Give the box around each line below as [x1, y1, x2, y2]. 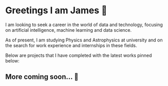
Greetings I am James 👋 [5, 5, 107, 16]
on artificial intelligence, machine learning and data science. [5, 27, 132, 33]
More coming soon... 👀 [5, 73, 79, 81]
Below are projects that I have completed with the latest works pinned [5, 52, 152, 58]
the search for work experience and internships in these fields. [5, 42, 137, 48]
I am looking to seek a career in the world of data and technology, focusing [5, 21, 163, 28]
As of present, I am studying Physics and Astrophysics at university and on [5, 37, 163, 43]
